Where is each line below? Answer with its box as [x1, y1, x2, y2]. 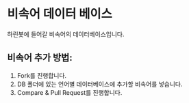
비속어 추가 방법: [7, 52, 73, 63]
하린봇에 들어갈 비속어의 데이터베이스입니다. [7, 30, 125, 38]
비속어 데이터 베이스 [7, 6, 113, 22]
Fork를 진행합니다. [16, 71, 67, 79]
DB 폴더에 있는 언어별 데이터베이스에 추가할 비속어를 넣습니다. [16, 80, 183, 88]
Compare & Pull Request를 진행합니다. [16, 88, 123, 96]
